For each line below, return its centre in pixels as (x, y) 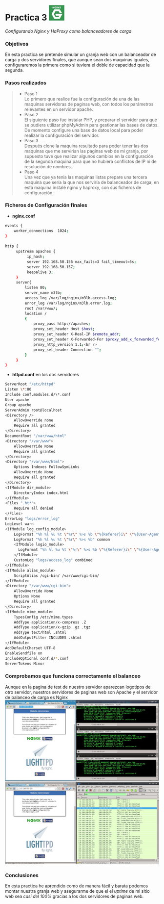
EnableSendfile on (24, 653)
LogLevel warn (20, 524)
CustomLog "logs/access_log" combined (53, 560)
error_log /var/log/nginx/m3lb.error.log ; (68, 303)
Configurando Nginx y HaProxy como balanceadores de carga (68, 31)
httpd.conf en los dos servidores (45, 375)
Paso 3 (31, 140)
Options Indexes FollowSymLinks (47, 467)
